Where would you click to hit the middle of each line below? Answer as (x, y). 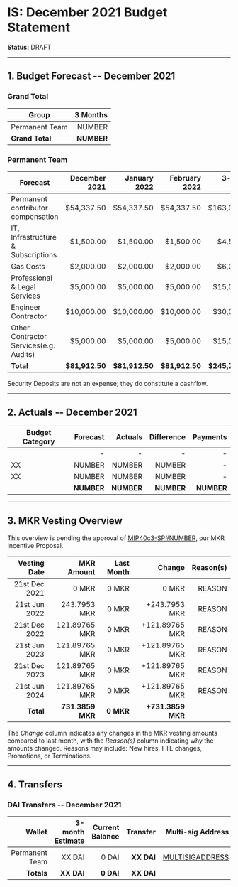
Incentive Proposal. (35, 545)
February (186, 178)
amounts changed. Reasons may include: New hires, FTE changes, (104, 748)
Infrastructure (34, 237)
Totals (37, 873)
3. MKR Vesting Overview (65, 521)
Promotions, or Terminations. (50, 756)
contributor (29, 208)
